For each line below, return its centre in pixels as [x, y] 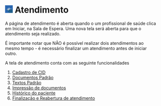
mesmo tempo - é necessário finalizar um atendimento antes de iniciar [76, 48]
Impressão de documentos [39, 88]
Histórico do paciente [34, 93]
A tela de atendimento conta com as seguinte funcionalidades [67, 63]
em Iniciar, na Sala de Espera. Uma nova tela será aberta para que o [73, 28]
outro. [11, 53]
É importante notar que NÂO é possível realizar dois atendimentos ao [74, 43]
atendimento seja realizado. [33, 34]
